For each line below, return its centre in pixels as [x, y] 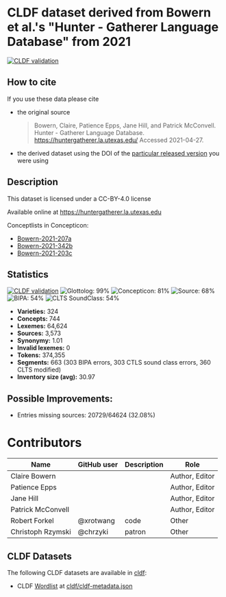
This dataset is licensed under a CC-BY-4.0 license [79, 198]
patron [135, 532]
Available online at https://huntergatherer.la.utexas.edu [85, 212]
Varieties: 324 [38, 312]
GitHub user [98, 465]
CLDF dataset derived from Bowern [109, 13]
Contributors [45, 443]
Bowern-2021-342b [45, 245]
